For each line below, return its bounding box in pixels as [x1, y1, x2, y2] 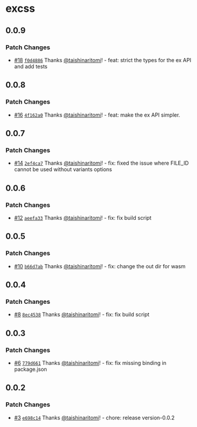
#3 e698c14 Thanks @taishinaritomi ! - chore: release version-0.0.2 [14, 414, 175, 421]
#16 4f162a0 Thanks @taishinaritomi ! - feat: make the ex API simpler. [14, 111, 180, 118]
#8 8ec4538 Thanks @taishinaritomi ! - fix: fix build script [14, 311, 150, 318]
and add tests [14, 63, 48, 70]
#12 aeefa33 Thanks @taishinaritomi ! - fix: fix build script [14, 214, 152, 221]
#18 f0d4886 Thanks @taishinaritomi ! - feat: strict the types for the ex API [14, 56, 192, 63]
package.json [14, 366, 48, 373]
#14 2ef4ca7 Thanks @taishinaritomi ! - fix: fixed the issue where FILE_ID [14, 159, 189, 167]
